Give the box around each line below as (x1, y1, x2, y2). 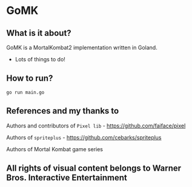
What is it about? (6, 28, 71, 38)
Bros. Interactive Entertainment (6, 172, 127, 183)
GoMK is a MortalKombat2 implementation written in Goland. (6, 44, 157, 51)
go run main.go (6, 89, 45, 95)
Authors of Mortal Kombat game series (6, 145, 103, 152)
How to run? (6, 73, 53, 84)
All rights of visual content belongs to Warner (6, 163, 182, 174)
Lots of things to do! (15, 56, 65, 63)
